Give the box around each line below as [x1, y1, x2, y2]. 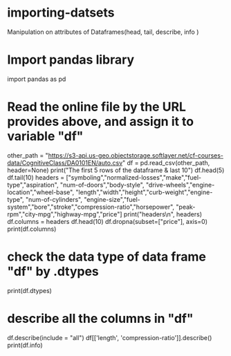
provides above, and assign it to [7, 114, 194, 129]
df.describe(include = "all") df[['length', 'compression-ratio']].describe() [7, 333, 212, 341]
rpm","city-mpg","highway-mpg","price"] [7, 209, 122, 218]
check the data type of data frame [7, 249, 206, 264]
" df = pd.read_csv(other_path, [122, 158, 210, 167]
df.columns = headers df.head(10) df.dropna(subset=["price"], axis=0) [7, 217, 208, 225]
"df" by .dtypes [7, 264, 99, 279]
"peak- [176, 203, 196, 211]
